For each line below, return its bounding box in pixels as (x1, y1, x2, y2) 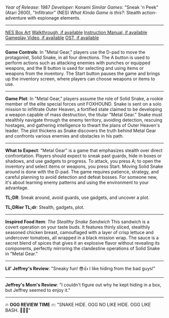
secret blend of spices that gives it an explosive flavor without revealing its (5, 240, 160, 246)
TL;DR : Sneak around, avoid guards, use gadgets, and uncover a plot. (5, 194, 150, 200)
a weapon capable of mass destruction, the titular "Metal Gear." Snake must (5, 112, 162, 118)
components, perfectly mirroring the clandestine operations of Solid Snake (5, 246, 160, 251)
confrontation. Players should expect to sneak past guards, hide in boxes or (5, 153, 162, 159)
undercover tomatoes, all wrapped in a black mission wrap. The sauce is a (5, 235, 159, 241)
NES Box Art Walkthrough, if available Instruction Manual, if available (5, 30, 147, 35)
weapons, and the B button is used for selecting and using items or (5, 65, 144, 71)
